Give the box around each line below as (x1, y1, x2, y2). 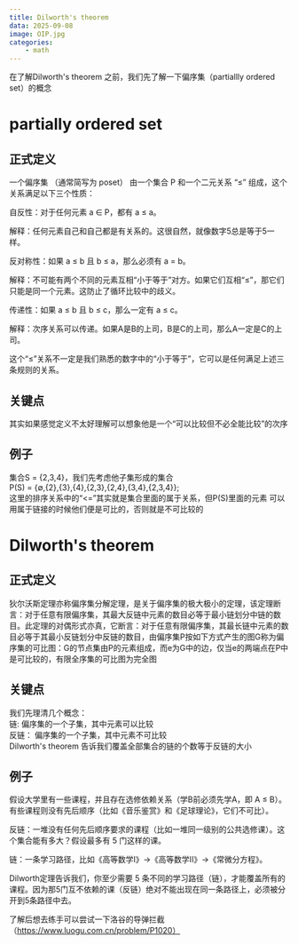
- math (25, 46, 50, 55)
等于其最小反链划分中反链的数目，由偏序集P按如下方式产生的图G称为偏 (24, 631, 285, 642)
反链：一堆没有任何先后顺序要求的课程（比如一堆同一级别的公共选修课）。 (9, 824, 278, 835)
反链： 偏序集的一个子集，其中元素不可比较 (9, 729, 167, 740)
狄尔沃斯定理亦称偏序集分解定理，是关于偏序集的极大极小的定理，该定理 (9, 598, 273, 608)
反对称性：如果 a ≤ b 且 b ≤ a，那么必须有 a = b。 (9, 256, 191, 266)
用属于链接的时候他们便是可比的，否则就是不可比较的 (9, 504, 204, 514)
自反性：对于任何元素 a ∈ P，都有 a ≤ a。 (9, 207, 161, 218)
